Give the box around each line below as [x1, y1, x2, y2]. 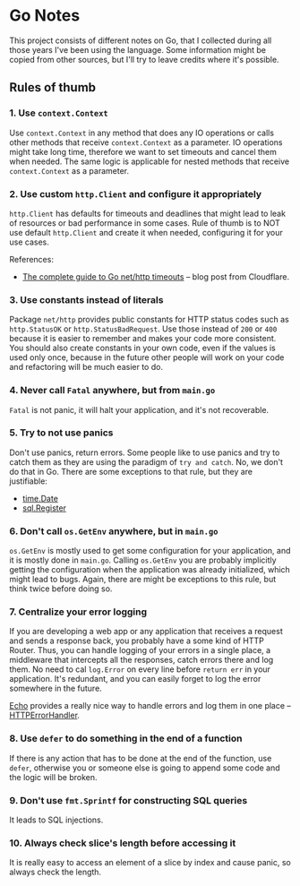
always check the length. [9, 866, 101, 878]
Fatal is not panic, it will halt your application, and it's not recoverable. [9, 404, 270, 415]
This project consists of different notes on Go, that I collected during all [9, 35, 272, 46]
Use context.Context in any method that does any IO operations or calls [9, 127, 275, 138]
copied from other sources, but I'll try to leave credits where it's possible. [9, 54, 279, 65]
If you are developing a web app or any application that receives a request [9, 626, 284, 637]
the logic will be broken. [9, 771, 98, 782]
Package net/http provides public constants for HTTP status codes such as [9, 314, 289, 325]
